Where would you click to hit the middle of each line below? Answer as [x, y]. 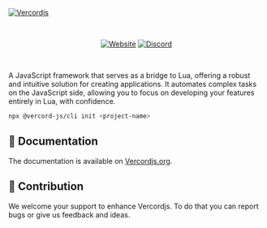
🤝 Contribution [46, 187]
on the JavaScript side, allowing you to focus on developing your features [131, 92]
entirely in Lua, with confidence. [62, 101]
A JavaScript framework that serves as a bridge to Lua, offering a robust [129, 75]
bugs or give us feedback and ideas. [69, 214]
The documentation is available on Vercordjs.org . [90, 161]
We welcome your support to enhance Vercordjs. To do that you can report [134, 206]
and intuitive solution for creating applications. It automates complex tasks [133, 84]
